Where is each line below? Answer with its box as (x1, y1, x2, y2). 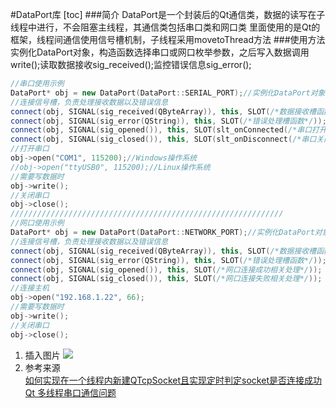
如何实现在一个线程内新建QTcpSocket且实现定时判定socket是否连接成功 (24, 374, 322, 386)
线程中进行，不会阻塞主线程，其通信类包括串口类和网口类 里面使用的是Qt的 (10, 21, 321, 33)
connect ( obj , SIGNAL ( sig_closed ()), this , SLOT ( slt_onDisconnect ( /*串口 (10, 134, 317, 145)
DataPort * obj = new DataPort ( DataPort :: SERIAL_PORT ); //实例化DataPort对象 (10, 88, 326, 98)
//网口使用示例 (10, 218, 65, 228)
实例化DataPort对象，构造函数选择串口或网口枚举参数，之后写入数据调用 (10, 46, 310, 58)
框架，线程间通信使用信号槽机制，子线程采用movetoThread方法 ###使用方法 (10, 34, 326, 45)
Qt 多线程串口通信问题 (24, 386, 117, 398)
